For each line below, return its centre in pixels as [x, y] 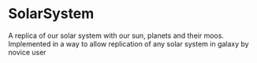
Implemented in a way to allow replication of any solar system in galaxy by [129, 43]
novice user [27, 52]
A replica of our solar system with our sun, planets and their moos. [116, 35]
